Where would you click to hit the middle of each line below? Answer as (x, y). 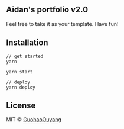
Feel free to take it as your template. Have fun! (62, 24)
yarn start (19, 72)
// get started (25, 56)
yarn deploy (21, 87)
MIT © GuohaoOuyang (34, 120)
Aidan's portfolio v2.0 (47, 10)
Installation (27, 43)
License (21, 106)
